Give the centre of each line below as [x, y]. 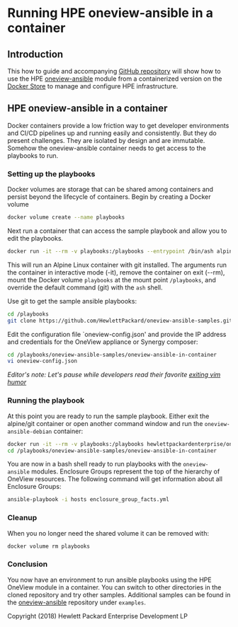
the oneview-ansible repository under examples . [77, 602]
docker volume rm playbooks [49, 546]
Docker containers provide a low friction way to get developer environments [118, 125]
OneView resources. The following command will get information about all [115, 479]
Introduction [35, 54]
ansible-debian [30, 432]
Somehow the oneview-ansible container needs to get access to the [107, 148]
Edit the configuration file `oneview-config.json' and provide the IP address [117, 334]
